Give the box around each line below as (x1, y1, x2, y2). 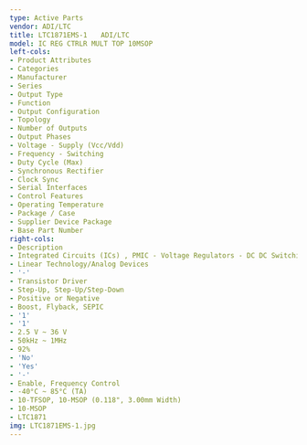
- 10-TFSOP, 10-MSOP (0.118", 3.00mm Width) (9, 396, 182, 405)
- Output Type (9, 90, 64, 99)
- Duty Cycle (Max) (9, 157, 84, 167)
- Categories (9, 65, 59, 74)
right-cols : (9, 234, 55, 243)
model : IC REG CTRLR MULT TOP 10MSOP (9, 38, 153, 48)
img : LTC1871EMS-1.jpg (9, 421, 96, 430)
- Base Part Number (9, 226, 84, 235)
